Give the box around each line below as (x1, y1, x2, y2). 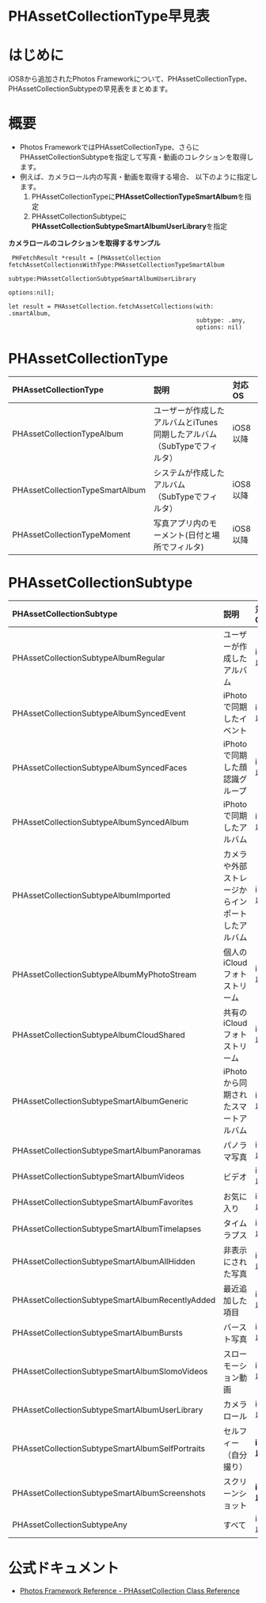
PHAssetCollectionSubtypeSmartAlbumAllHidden (12, 1255, 196, 1267)
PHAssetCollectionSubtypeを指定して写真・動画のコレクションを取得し (19, 152, 254, 162)
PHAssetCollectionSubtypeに (31, 211, 127, 222)
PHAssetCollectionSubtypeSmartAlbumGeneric (12, 1096, 188, 1107)
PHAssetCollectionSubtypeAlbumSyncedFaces (12, 762, 188, 773)
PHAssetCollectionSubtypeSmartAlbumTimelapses (12, 1223, 202, 1234)
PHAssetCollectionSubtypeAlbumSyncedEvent (12, 708, 186, 719)
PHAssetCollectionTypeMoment (12, 530, 131, 540)
